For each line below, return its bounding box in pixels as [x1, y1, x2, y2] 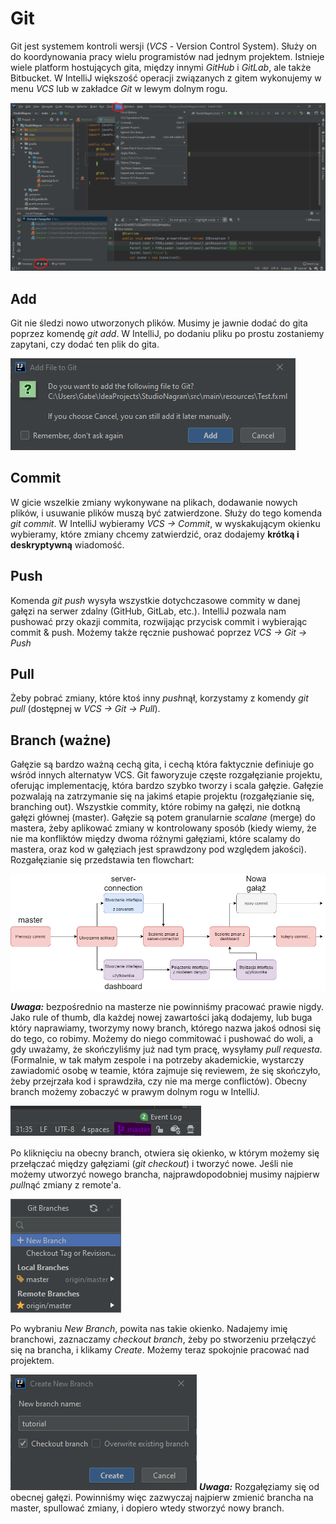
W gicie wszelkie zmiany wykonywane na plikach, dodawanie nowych [10, 496, 298, 508]
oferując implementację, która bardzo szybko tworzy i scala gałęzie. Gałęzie [10, 780, 324, 792]
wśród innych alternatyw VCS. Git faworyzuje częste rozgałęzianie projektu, [10, 769, 323, 781]
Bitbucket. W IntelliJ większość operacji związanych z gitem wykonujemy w [10, 72, 322, 84]
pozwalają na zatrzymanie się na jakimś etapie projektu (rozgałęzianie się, [10, 790, 315, 802]
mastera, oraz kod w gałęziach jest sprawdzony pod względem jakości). [10, 843, 307, 856]
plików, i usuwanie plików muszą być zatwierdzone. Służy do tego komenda [10, 507, 322, 519]
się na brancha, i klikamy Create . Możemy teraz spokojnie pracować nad [10, 1344, 310, 1356]
